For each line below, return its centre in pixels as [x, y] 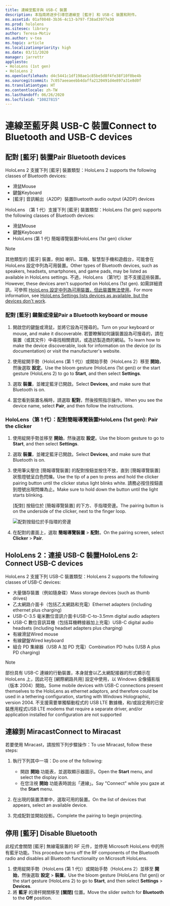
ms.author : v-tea [24, 39]
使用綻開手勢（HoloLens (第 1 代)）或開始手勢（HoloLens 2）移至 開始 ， [88, 361]
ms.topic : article [25, 43]
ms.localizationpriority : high [38, 48]
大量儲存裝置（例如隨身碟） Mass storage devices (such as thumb [81, 592]
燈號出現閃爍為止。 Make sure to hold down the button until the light [88, 489]
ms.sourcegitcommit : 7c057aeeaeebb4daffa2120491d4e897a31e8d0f [73, 81]
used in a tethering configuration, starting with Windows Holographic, [78, 696]
